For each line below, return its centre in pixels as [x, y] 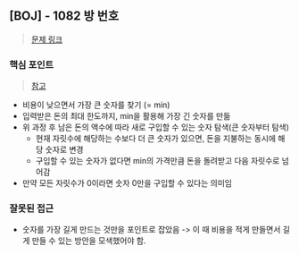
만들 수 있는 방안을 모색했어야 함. [89, 241]
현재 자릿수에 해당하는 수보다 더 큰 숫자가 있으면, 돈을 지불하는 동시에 [156, 139]
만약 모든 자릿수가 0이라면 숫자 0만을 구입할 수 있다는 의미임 [127, 183]
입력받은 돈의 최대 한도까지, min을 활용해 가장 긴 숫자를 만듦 [126, 116]
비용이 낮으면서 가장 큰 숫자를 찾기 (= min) [96, 105]
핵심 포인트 [32, 64]
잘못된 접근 [32, 208]
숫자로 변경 [64, 149]
